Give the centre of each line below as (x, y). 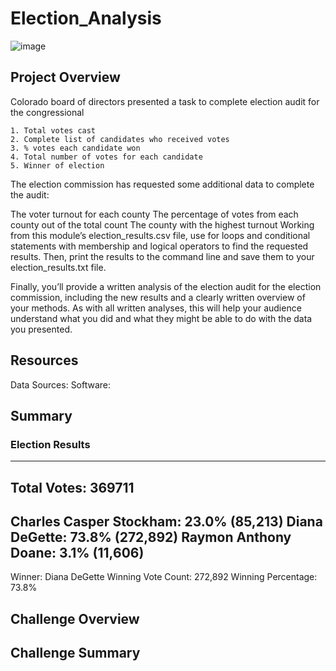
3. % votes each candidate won (75, 148)
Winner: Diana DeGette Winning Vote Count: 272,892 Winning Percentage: (164, 577)
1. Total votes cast (53, 130)
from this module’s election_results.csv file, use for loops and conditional (160, 235)
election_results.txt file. (58, 267)
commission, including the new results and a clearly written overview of (158, 297)
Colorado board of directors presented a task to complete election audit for (165, 101)
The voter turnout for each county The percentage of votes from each (154, 214)
